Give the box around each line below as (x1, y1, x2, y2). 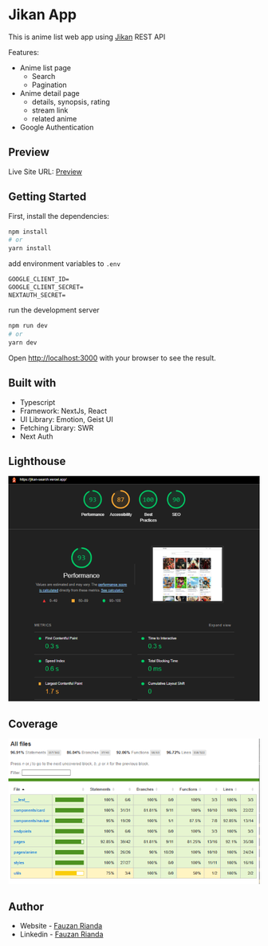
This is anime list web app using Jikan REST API (8, 32, 166, 42)
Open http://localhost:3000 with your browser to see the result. (8, 353, 217, 363)
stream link (31, 105, 69, 115)
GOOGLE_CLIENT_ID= (8, 276, 69, 284)
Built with (8, 376, 57, 390)
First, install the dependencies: (8, 211, 109, 221)
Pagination (31, 80, 68, 89)
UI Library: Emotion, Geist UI (19, 414, 114, 424)
